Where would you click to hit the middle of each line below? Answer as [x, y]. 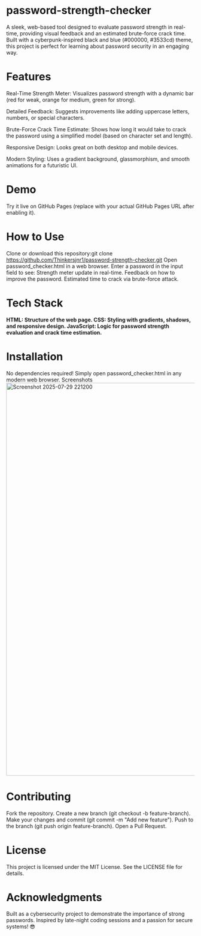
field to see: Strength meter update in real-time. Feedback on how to [91, 272]
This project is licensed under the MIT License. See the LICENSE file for [95, 866]
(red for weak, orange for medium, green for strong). [71, 100]
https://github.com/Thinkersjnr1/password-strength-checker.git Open [92, 260]
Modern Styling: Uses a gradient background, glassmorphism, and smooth [98, 159]
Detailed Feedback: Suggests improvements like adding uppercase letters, [98, 111]
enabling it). [21, 212]
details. [15, 873]
